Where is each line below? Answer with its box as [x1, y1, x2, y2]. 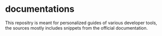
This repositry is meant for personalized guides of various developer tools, [5, 20, 158, 26]
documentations [5, 3, 75, 15]
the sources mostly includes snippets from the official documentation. [5, 25, 148, 31]
